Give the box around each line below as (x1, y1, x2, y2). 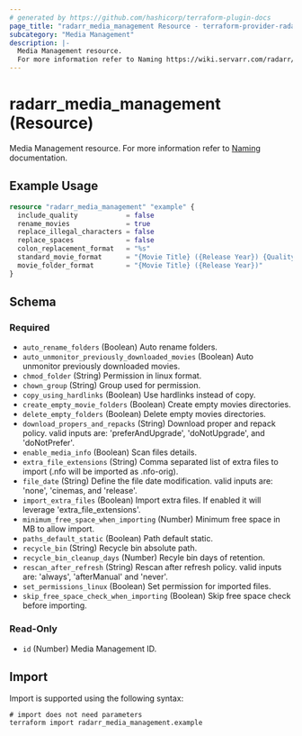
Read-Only (9, 622, 58, 635)
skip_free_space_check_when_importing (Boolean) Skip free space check (22, 591, 291, 602)
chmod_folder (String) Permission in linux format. (22, 370, 202, 381)
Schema (9, 295, 57, 310)
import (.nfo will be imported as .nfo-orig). (22, 466, 179, 477)
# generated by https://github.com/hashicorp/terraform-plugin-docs (9, 13, 271, 23)
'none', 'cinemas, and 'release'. (22, 486, 138, 496)
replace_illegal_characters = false (17, 227, 155, 237)
